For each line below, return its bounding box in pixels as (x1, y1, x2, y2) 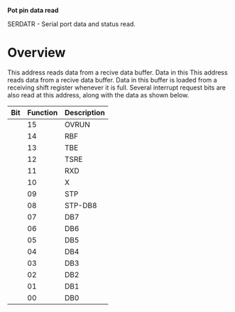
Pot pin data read (7, 6, 59, 14)
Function (27, 107, 58, 117)
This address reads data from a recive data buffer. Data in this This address (7, 68, 229, 77)
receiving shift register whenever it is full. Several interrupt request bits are (7, 83, 226, 92)
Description (64, 107, 105, 117)
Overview (7, 45, 66, 61)
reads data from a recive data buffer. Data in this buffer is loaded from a (7, 75, 218, 84)
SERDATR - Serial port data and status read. (7, 20, 136, 28)
